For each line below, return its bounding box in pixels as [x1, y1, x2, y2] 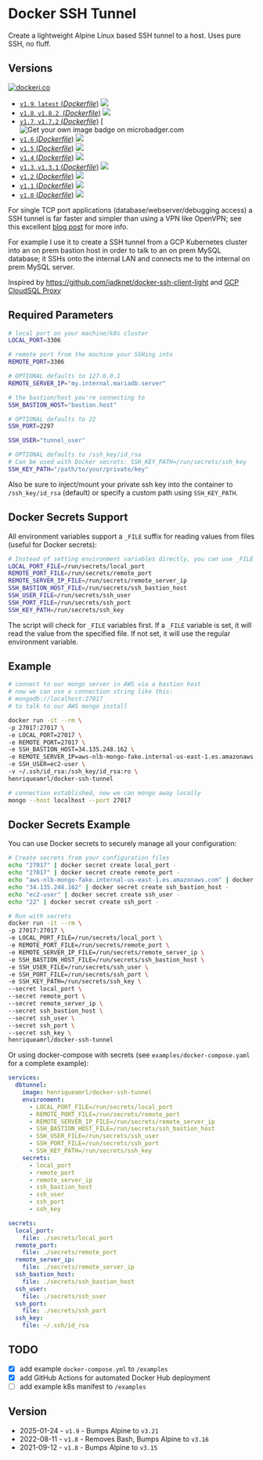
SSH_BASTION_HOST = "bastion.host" [8, 401, 117, 409]
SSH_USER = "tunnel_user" [8, 436, 86, 444]
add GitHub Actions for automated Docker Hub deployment [19, 1373, 211, 1382]
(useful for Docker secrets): [8, 539, 98, 549]
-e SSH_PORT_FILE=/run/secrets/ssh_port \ [8, 970, 149, 978]
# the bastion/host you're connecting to [8, 393, 146, 401]
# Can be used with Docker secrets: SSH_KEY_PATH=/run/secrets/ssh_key [8, 458, 247, 466]
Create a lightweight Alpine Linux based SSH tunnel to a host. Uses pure [8, 31, 241, 40]
